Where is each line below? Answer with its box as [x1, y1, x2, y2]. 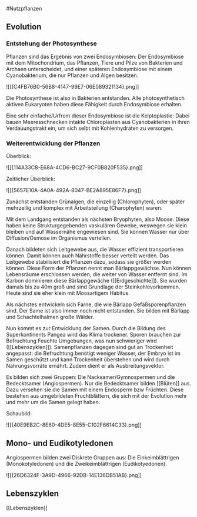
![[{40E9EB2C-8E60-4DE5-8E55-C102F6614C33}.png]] [6, 421, 142, 428]
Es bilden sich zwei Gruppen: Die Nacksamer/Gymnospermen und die [6, 373, 175, 381]
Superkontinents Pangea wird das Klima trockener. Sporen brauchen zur [6, 331, 181, 338]
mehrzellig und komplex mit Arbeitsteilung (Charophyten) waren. [6, 204, 163, 211]
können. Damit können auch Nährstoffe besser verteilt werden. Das [6, 252, 169, 259]
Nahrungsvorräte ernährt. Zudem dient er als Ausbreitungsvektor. [6, 362, 165, 369]
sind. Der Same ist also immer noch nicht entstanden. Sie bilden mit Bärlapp [6, 307, 190, 314]
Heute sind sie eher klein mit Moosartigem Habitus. [6, 289, 131, 296]
